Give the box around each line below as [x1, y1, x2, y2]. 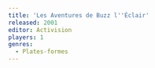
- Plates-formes [15, 48, 68, 55]
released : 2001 [8, 19, 58, 27]
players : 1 [8, 33, 44, 41]
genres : [8, 41, 34, 48]
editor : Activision [8, 26, 72, 34]
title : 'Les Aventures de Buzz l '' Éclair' [8, 11, 149, 20]
